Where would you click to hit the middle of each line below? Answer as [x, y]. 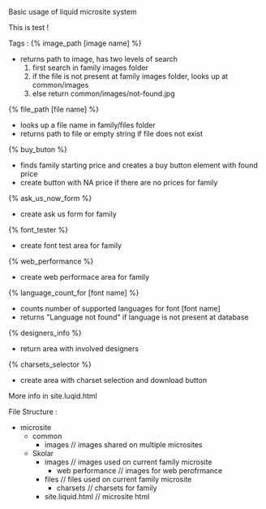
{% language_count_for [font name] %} [74, 293]
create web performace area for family [85, 277]
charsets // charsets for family [107, 488]
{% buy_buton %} [38, 149]
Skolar [43, 453]
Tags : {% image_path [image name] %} [75, 43]
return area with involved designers [79, 348]
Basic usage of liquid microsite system [73, 12]
